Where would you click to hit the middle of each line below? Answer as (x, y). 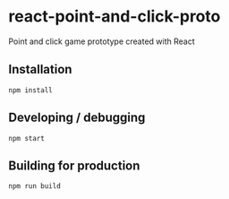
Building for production (74, 165)
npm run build (35, 186)
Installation (40, 69)
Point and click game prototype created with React (102, 41)
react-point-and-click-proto (114, 17)
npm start (27, 138)
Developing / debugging (77, 118)
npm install (30, 90)
